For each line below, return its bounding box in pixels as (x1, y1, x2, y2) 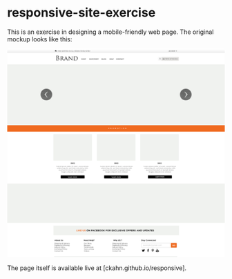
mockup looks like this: (7, 35, 72, 43)
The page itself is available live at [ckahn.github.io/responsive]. (7, 264, 187, 272)
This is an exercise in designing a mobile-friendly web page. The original (7, 28, 214, 36)
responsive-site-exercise (7, 5, 156, 21)
